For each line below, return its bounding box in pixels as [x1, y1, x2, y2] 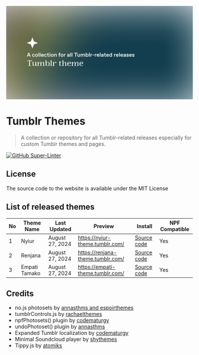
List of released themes [6, 202, 95, 212]
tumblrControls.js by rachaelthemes [14, 311, 102, 318]
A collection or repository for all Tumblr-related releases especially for [20, 134, 192, 141]
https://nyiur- [78, 234, 111, 241]
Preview [94, 222, 114, 229]
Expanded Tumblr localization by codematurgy [14, 330, 129, 337]
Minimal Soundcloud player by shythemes [14, 335, 117, 343]
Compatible [160, 226, 190, 233]
